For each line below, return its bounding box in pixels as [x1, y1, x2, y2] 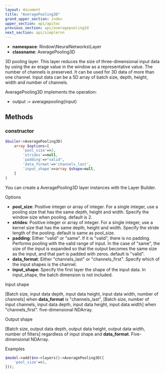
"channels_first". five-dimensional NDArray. [5, 306, 93, 312]
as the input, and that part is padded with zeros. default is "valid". [12, 251, 145, 257]
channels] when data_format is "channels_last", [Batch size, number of [5, 296, 149, 302]
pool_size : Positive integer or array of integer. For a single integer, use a [12, 203, 158, 210]
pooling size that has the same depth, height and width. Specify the [12, 209, 149, 215]
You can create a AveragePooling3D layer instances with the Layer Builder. [5, 185, 156, 190]
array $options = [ [14, 144, 50, 149]
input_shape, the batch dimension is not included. [12, 272, 113, 278]
